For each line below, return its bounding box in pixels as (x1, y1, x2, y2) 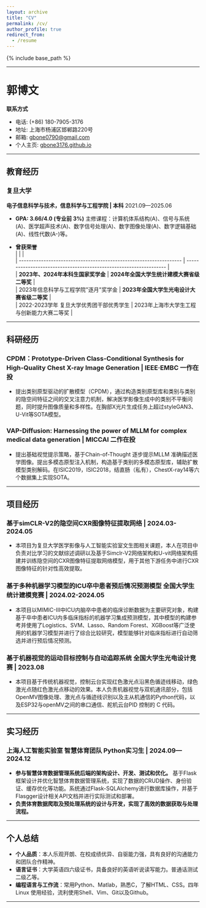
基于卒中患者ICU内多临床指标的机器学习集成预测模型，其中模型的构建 (15, 614, 192, 621)
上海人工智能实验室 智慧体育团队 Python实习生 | (6, 746, 148, 755)
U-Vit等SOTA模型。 (15, 411, 64, 418)
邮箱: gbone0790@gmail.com (15, 133, 90, 141)
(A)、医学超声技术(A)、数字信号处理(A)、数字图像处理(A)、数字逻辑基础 (15, 222, 197, 230)
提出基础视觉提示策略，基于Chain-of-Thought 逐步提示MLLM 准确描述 (15, 450, 193, 458)
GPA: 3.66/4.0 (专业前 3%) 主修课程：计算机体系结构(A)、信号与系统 (15, 214, 190, 222)
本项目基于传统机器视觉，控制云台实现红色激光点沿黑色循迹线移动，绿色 (15, 678, 198, 685)
